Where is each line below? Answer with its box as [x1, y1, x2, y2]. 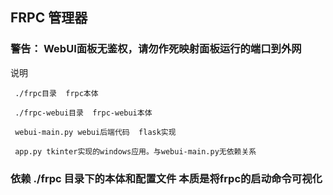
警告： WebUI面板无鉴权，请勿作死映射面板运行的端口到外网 [10, 42, 302, 56]
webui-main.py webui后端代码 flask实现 [14, 127, 177, 137]
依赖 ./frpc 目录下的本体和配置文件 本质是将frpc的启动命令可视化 [10, 171, 323, 185]
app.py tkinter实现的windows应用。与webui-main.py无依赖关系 [14, 146, 257, 157]
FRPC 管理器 [10, 9, 88, 27]
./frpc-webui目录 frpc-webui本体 [14, 108, 153, 118]
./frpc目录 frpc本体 [14, 88, 99, 98]
